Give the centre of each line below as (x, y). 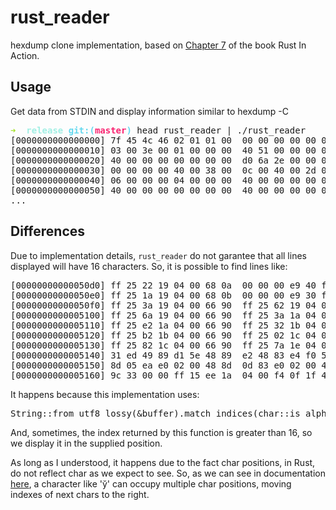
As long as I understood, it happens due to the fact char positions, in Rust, (163, 462)
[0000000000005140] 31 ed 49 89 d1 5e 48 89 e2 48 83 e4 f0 (163, 355)
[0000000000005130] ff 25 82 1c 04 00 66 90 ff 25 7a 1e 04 (163, 345)
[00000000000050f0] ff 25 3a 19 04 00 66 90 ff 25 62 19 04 (163, 305)
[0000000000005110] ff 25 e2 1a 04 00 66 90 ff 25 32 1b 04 (163, 325)
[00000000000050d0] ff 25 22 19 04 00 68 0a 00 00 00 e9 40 (163, 285)
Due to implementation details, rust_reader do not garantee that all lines (158, 255)
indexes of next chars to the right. (80, 494)
